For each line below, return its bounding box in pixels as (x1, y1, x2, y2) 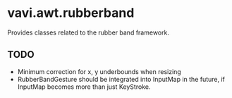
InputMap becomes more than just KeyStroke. (17, 82, 151, 91)
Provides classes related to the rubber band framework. (7, 28, 169, 37)
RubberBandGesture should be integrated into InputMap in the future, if (17, 75, 226, 83)
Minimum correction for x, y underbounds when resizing (17, 67, 181, 75)
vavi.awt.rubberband (7, 5, 135, 21)
